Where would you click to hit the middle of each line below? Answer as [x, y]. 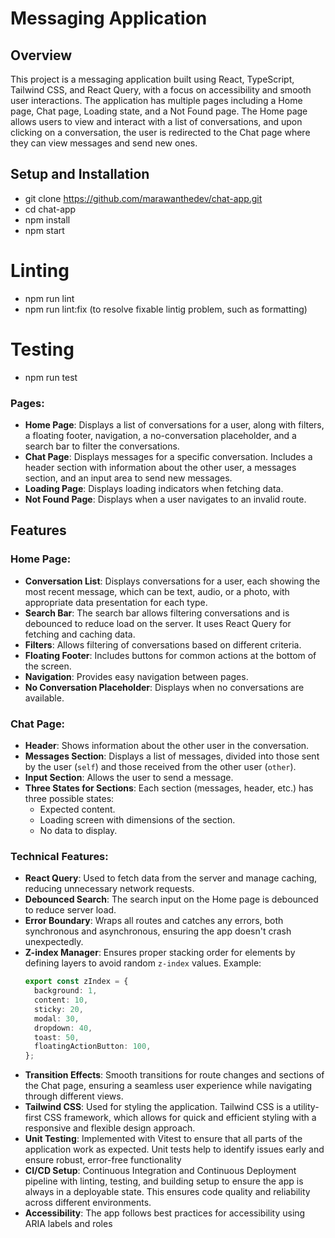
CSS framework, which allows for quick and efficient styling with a [180, 1118]
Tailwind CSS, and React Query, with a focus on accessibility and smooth [161, 90]
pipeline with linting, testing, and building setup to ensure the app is [164, 1181]
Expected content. [77, 809]
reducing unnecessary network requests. [109, 889]
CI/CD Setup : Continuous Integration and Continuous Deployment [160, 1171]
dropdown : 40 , [63, 1028]
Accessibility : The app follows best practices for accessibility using [165, 1213]
